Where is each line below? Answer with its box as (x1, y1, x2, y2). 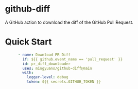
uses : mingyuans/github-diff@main (22, 66, 92, 71)
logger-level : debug (26, 75, 69, 80)
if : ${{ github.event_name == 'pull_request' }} (22, 57, 123, 61)
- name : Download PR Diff (17, 52, 70, 57)
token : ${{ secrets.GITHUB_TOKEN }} (26, 79, 101, 84)
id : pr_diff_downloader (22, 61, 70, 66)
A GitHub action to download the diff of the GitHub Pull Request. (5, 19, 134, 25)
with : (22, 70, 34, 75)
